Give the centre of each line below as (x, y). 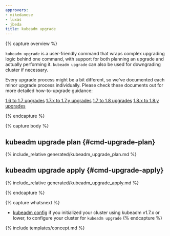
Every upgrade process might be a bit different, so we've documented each (85, 80)
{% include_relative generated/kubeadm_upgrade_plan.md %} (71, 154)
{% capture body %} (27, 126)
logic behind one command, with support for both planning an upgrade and (84, 59)
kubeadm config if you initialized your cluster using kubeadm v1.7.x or (86, 212)
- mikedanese (19, 15)
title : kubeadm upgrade (31, 29)
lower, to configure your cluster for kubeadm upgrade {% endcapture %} (88, 218)
